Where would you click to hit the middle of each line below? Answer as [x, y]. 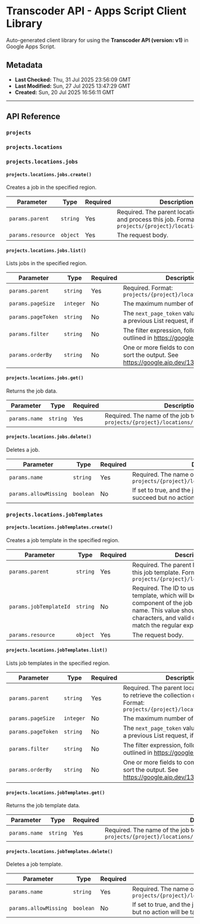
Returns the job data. [32, 391]
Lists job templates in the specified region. [58, 663]
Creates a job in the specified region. [51, 187]
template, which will [160, 595]
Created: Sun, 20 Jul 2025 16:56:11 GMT [65, 92]
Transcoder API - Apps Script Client [96, 11]
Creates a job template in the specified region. [63, 540]
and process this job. [146, 220]
